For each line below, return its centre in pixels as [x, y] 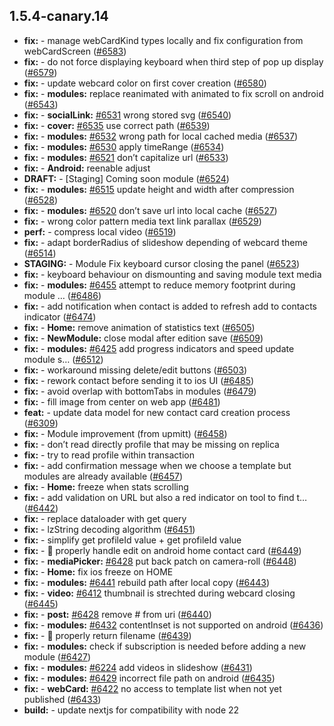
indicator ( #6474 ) [60, 316]
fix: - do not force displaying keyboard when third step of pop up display [173, 61]
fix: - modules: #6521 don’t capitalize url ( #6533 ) [126, 157]
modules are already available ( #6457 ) [103, 476]
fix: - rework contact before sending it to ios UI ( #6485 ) [139, 380]
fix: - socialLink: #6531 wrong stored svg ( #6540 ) [127, 115]
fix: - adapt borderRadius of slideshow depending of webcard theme [165, 242]
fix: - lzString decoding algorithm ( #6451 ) [109, 529]
